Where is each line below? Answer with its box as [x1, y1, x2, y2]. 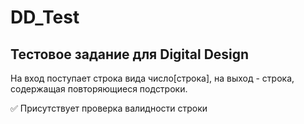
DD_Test [10, 6, 80, 29]
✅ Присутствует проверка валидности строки [10, 102, 208, 114]
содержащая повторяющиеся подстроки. [10, 83, 188, 95]
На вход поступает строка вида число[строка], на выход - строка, [10, 72, 295, 84]
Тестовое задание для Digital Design [10, 46, 250, 63]
